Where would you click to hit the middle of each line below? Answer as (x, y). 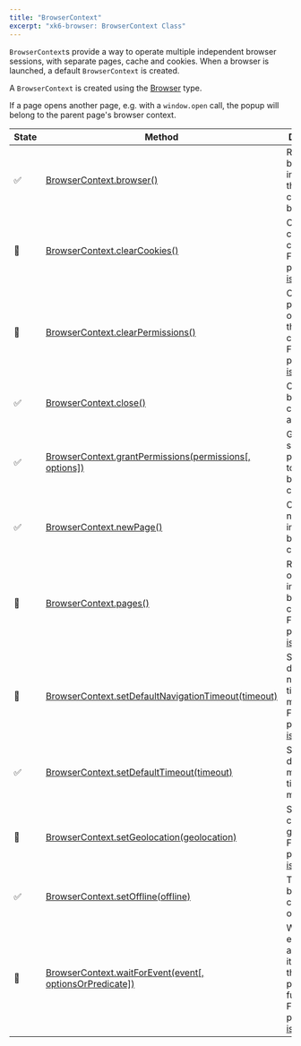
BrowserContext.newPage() (104, 527)
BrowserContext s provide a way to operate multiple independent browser (143, 51)
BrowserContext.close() (95, 402)
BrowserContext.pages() (97, 603)
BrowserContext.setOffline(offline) (118, 896)
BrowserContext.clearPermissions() (120, 332)
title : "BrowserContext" (56, 17)
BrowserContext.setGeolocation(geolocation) (141, 836)
